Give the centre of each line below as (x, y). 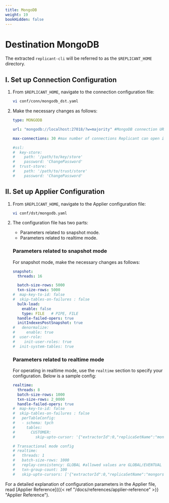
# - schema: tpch (33, 423)
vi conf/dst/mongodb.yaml (40, 213)
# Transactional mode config (43, 446)
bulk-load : (29, 304)
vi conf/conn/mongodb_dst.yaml (45, 101)
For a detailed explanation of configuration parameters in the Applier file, (81, 484)
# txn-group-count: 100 (40, 470)
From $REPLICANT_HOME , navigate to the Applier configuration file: (79, 204)
